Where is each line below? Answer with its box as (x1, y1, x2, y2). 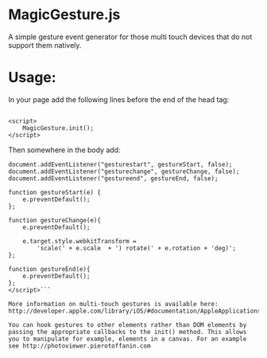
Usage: (8, 69, 57, 87)
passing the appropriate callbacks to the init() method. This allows (8, 328, 247, 336)
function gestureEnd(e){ (8, 265, 91, 273)
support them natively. (8, 40, 82, 49)
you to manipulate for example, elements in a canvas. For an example (8, 335, 247, 343)
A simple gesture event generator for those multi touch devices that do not (8, 32, 253, 41)
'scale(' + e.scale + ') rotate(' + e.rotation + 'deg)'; (37, 244, 237, 252)
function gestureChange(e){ (8, 216, 102, 224)
